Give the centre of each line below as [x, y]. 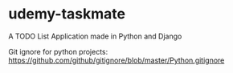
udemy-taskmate [67, 14]
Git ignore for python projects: [58, 51]
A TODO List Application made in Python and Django [95, 36]
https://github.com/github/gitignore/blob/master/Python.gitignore [117, 60]
